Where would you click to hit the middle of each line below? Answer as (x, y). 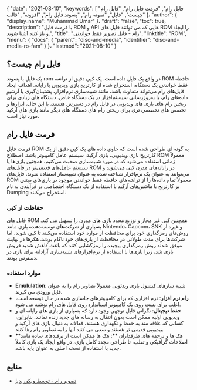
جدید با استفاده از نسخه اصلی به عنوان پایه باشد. (68, 348)
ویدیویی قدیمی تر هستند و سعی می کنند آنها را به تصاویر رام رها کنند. (90, 330)
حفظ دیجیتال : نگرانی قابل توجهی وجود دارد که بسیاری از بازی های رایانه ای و (98, 311)
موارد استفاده (24, 273)
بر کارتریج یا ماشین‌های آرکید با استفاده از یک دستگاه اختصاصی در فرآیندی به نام (93, 186)
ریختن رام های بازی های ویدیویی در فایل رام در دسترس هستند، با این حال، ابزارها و (96, 103)
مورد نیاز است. (23, 116)
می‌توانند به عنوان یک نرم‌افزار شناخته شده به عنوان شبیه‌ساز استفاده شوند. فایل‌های (98, 173)
